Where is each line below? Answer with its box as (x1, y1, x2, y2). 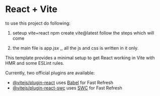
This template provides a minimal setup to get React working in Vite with (5, 54, 155, 61)
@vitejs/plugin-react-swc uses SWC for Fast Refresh (12, 84, 122, 91)
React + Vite (5, 4, 58, 15)
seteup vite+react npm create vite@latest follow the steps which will (12, 30, 154, 36)
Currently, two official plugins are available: (5, 69, 95, 76)
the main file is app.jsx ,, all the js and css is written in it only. (12, 45, 139, 51)
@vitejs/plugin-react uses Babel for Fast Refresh (12, 79, 114, 85)
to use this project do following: (5, 20, 70, 26)
